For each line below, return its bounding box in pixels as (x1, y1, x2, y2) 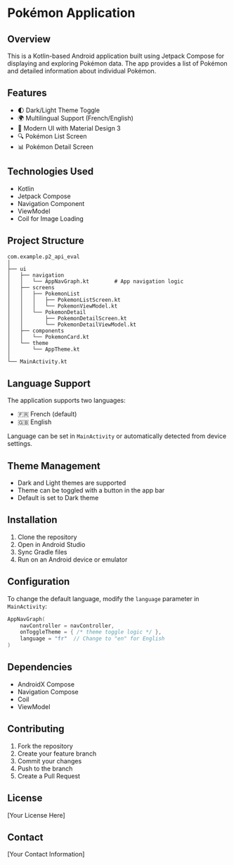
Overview (7, 33, 51, 45)
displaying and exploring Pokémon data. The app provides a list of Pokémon (7, 59, 228, 68)
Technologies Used (7, 166, 93, 178)
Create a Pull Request (17, 771, 81, 780)
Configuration (7, 576, 70, 588)
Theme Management (7, 460, 100, 472)
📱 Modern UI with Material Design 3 (17, 123, 121, 132)
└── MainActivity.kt (7, 358, 68, 365)
